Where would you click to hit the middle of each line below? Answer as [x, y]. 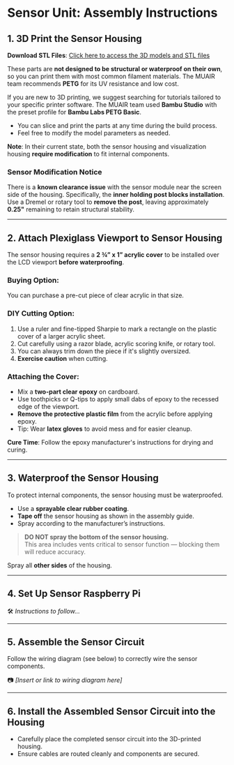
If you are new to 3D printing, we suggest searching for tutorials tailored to [114, 97]
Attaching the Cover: [43, 376]
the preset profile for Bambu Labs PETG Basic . [74, 112]
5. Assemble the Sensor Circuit [76, 643]
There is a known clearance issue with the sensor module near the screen [114, 187]
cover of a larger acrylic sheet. [61, 336]
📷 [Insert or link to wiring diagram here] [65, 680]
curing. [17, 450]
